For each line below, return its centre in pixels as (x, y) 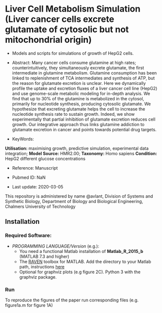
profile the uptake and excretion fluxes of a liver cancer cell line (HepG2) (85, 88)
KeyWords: (23, 139)
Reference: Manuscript (35, 168)
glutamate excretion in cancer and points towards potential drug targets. (84, 129)
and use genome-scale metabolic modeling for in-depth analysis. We (81, 94)
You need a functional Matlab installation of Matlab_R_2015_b (81, 251)
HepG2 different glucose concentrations (45, 158)
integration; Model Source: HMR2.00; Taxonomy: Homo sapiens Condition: (81, 153)
